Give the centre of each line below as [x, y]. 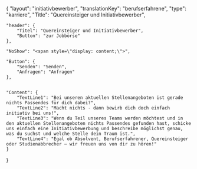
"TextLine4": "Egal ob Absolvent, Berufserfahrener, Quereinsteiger [103, 139]
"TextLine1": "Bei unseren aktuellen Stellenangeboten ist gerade [100, 98]
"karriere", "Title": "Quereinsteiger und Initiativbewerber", [76, 15]
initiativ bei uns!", [33, 113]
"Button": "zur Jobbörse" [49, 36]
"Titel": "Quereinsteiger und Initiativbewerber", [80, 31]
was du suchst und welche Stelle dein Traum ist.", [71, 134]
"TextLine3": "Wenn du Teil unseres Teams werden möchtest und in [100, 118]
